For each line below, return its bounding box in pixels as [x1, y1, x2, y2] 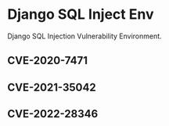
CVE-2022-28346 [7, 107, 99, 121]
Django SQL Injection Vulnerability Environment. [7, 31, 162, 41]
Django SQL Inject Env [7, 5, 154, 23]
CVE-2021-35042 [7, 81, 96, 94]
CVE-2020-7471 [7, 54, 88, 67]
